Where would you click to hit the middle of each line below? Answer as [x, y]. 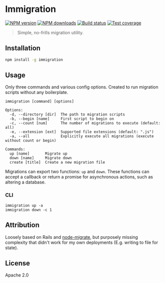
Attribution [22, 225]
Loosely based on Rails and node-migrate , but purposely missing [72, 237]
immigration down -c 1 [28, 210]
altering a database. [26, 182]
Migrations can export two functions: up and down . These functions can [77, 172]
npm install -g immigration [34, 60]
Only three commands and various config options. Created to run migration [82, 87]
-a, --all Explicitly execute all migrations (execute [82, 136]
